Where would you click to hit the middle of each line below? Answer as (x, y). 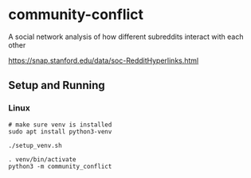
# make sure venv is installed (60, 125)
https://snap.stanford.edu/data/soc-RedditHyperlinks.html (104, 60)
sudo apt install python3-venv (60, 132)
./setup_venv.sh (35, 145)
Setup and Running (57, 85)
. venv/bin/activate (43, 159)
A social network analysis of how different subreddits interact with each (126, 37)
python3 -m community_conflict (60, 166)
